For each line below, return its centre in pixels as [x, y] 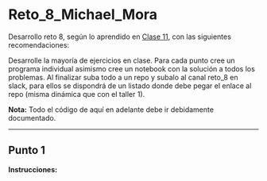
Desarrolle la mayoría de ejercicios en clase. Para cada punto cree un [122, 60]
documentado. [32, 117]
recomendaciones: [39, 44]
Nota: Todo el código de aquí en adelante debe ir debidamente [111, 110]
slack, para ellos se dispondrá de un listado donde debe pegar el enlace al [130, 86]
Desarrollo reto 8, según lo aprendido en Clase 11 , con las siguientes [120, 37]
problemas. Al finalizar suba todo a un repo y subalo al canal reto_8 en [123, 77]
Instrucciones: [33, 169]
